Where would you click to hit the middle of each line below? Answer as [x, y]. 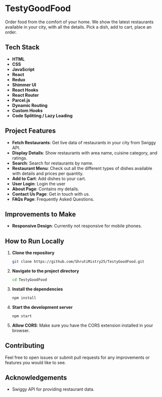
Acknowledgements [36, 377]
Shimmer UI [24, 85]
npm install [24, 298]
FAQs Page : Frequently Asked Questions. [53, 199]
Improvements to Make [40, 214]
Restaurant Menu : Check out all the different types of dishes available [82, 168]
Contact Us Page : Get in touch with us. [51, 194]
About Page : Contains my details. [45, 189]
